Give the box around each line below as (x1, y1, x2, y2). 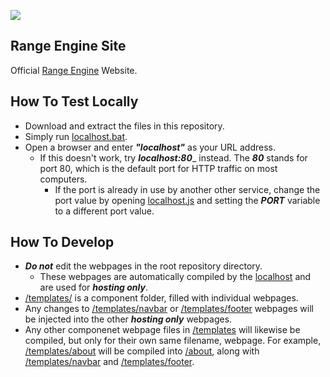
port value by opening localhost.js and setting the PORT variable (54, 194, 321, 206)
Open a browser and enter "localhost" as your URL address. (24, 141, 276, 153)
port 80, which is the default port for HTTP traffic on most (39, 162, 278, 174)
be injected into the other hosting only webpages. (24, 313, 233, 325)
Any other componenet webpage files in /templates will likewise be (24, 324, 301, 336)
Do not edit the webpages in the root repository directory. (24, 260, 263, 272)
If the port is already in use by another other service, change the (54, 183, 321, 195)
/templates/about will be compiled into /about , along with (24, 345, 260, 357)
